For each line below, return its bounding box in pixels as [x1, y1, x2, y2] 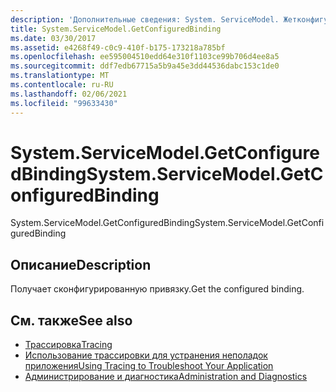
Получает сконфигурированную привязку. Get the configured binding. [10, 283, 305, 295]
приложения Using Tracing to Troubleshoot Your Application [24, 360, 274, 372]
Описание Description [10, 256, 152, 273]
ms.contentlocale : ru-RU [10, 80, 114, 90]
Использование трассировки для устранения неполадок [24, 349, 268, 361]
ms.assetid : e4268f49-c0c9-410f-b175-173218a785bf [10, 42, 226, 53]
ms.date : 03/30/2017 [10, 33, 97, 43]
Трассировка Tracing [24, 339, 113, 351]
